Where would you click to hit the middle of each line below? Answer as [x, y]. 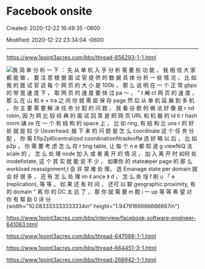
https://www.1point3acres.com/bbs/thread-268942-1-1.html [81, 259]
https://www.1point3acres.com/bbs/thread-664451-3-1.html [81, 248]
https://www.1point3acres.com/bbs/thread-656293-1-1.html [81, 57]
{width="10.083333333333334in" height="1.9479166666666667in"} [93, 206]
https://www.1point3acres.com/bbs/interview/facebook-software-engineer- [101, 218]
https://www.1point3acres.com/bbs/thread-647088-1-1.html [81, 236]
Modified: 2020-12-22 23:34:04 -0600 [55, 40]
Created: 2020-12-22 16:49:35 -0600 [53, 28]
